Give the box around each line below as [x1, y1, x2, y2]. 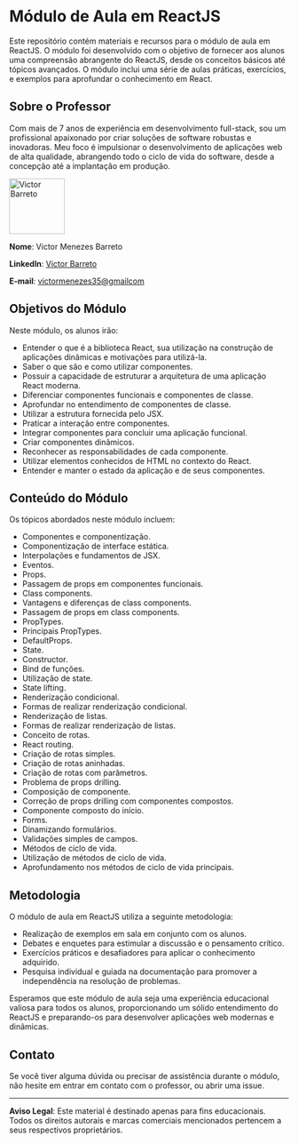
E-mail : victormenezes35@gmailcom [9, 276, 145, 286]
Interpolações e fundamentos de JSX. [21, 550, 161, 561]
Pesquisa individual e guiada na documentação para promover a [21, 966, 257, 977]
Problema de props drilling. [21, 777, 122, 788]
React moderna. [21, 380, 82, 390]
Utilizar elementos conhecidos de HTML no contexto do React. [21, 455, 252, 466]
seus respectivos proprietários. [9, 1124, 123, 1135]
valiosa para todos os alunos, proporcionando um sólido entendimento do [9, 1003, 278, 1013]
